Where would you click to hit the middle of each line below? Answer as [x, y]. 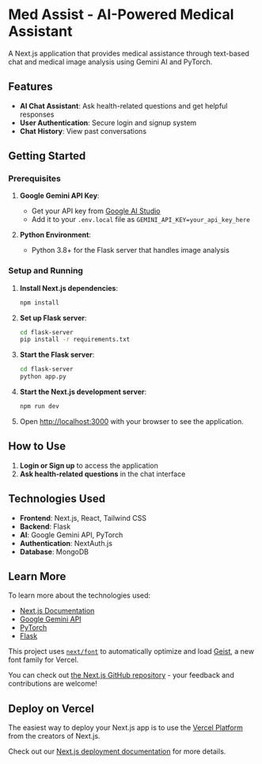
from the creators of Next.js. [54, 736]
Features [30, 87]
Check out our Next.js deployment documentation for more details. [117, 751]
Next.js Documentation [57, 611]
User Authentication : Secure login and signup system [108, 122]
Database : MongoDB [54, 552]
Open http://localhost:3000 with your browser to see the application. [131, 421]
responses [37, 114]
